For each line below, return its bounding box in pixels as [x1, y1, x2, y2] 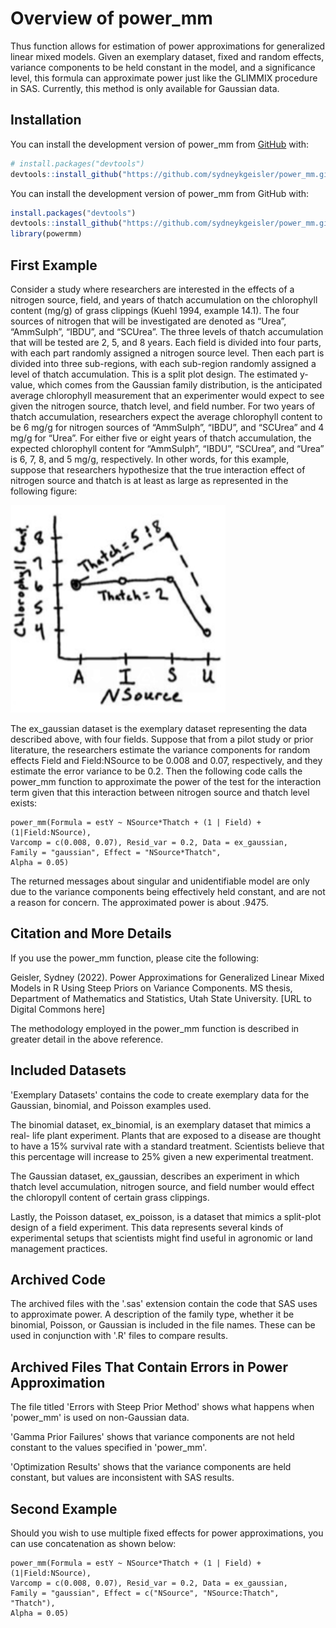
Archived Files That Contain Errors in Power [10, 1358, 288, 1376]
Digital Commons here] [10, 1003, 106, 1015]
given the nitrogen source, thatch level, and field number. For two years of [10, 400, 316, 412]
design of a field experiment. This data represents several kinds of [10, 1221, 284, 1233]
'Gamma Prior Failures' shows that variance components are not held [10, 1431, 295, 1443]
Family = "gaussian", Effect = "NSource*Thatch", [10, 847, 222, 857]
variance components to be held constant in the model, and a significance [10, 61, 316, 73]
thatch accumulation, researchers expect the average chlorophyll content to [10, 410, 323, 422]
